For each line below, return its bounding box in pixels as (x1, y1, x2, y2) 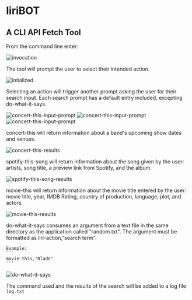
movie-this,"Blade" (6, 256, 54, 261)
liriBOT (6, 4, 40, 18)
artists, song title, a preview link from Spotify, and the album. (6, 165, 152, 171)
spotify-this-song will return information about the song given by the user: (6, 158, 184, 165)
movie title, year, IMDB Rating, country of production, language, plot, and (6, 193, 181, 200)
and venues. (6, 135, 36, 142)
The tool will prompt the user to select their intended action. (6, 65, 150, 72)
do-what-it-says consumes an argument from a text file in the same (6, 222, 169, 229)
